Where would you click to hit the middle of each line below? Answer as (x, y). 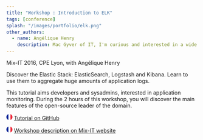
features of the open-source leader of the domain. (69, 105)
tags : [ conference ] (31, 19)
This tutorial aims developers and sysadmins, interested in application (94, 93)
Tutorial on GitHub (36, 118)
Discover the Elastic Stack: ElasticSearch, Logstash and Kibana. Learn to (97, 75)
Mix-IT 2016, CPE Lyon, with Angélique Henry (63, 63)
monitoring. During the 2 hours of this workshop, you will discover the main (101, 99)
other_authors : (26, 32)
